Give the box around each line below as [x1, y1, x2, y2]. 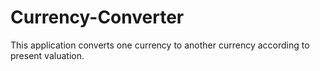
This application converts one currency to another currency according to [10, 39, 310, 51]
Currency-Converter [10, 6, 185, 29]
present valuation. [10, 49, 85, 61]
